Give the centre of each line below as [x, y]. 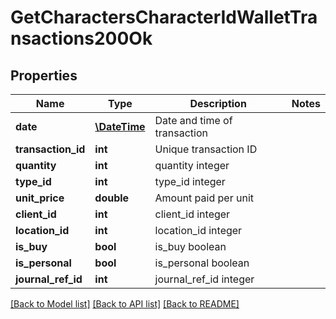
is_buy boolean [190, 246]
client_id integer [192, 214]
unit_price [40, 198]
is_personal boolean [202, 263]
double [112, 198]
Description [218, 103]
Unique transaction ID [206, 149]
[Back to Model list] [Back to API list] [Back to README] [125, 304]
